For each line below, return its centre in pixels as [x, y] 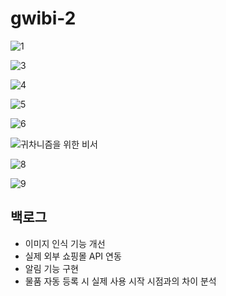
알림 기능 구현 [51, 268]
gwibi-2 [43, 18]
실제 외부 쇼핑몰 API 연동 [73, 256]
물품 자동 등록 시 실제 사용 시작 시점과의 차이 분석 [120, 281]
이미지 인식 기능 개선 [65, 243]
